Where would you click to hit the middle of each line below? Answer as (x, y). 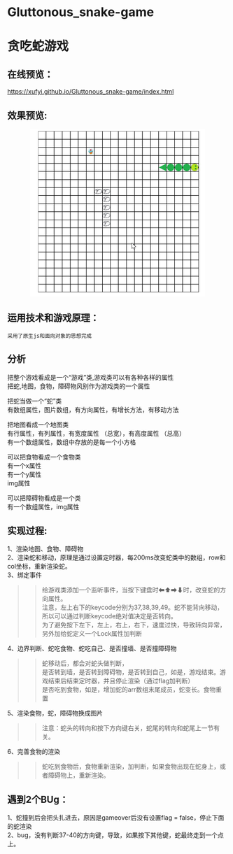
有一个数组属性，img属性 (43, 506)
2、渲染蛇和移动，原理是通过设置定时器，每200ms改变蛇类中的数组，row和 (116, 557)
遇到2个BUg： (38, 799)
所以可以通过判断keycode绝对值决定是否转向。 (109, 616)
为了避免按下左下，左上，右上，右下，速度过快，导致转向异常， (134, 625)
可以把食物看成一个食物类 (44, 457)
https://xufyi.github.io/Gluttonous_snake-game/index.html (91, 92)
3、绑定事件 (24, 575)
